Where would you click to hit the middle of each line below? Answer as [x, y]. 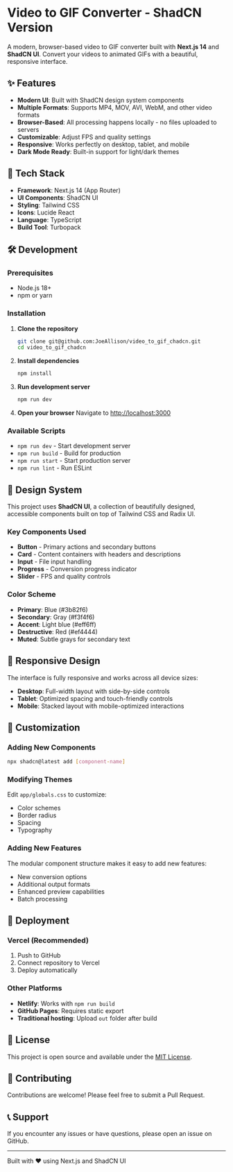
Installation [27, 314]
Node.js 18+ [34, 288]
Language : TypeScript [49, 219]
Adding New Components [51, 747]
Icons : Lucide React [46, 212]
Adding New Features [44, 848]
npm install [34, 374]
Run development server [53, 387]
